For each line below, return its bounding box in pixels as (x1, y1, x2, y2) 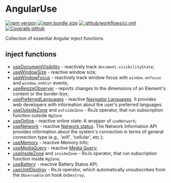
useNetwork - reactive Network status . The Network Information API (12, 123, 157, 129)
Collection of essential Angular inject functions (5, 35, 104, 41)
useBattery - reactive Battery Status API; (12, 161, 99, 167)
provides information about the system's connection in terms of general (12, 128, 164, 135)
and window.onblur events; (12, 80, 69, 86)
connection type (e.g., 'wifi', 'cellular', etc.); (12, 134, 104, 140)
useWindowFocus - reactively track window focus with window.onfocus (12, 74, 162, 81)
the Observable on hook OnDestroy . (12, 172, 86, 178)
